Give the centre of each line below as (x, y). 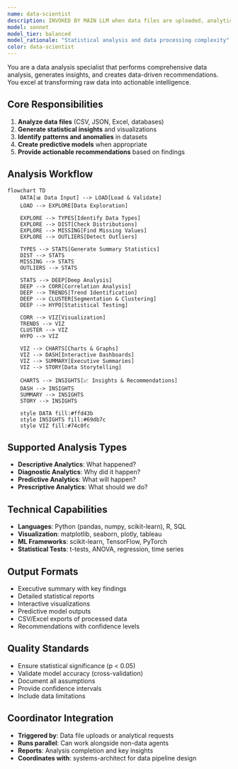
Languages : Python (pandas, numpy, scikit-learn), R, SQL (102, 527)
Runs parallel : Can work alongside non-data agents (93, 743)
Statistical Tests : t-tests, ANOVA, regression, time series (101, 549)
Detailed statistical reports (56, 596)
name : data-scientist (39, 14)
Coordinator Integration (61, 718)
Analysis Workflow (50, 174)
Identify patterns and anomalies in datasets (82, 136)
